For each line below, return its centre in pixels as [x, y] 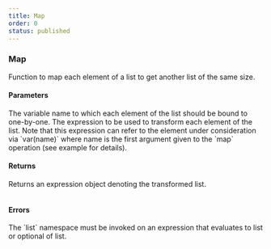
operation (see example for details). [68, 147]
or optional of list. [38, 236]
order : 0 [23, 23]
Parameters [28, 95]
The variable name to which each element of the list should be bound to [128, 113]
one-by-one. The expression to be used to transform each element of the [131, 121]
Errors [19, 209]
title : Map [27, 16]
